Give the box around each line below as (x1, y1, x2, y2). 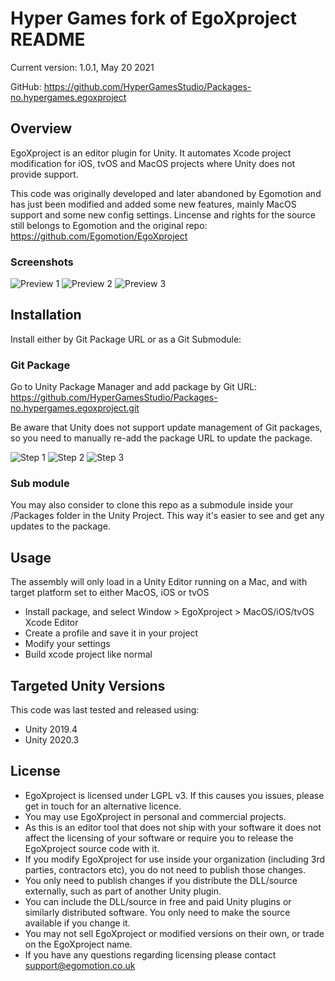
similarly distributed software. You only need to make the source (24, 906, 291, 918)
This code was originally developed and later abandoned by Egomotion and (10, 187, 322, 199)
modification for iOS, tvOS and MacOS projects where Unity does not (10, 157, 296, 169)
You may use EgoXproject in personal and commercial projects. (24, 810, 287, 822)
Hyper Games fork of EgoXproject (10, 7, 297, 30)
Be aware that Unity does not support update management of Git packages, (10, 422, 323, 434)
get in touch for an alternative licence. (24, 800, 182, 812)
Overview (10, 120, 73, 137)
